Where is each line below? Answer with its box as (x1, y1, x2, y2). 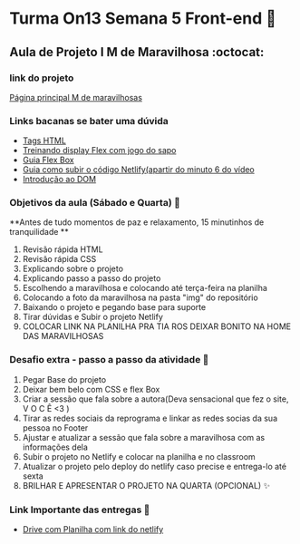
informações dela (22, 442, 89, 452)
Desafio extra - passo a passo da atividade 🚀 (9, 354, 209, 366)
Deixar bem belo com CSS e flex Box (22, 384, 160, 394)
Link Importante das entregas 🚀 (9, 503, 150, 516)
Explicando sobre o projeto (22, 263, 124, 275)
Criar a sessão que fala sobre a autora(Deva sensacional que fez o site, (22, 393, 289, 404)
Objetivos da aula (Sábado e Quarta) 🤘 (9, 197, 181, 209)
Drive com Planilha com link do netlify (22, 524, 164, 535)
